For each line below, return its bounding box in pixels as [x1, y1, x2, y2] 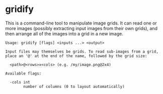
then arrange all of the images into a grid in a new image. [5, 30, 123, 36]
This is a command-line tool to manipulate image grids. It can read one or [5, 20, 157, 26]
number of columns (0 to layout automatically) [23, 84, 125, 89]
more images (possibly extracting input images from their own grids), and [5, 25, 157, 31]
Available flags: [5, 71, 42, 76]
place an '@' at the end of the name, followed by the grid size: [5, 53, 147, 58]
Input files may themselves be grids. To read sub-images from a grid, [5, 49, 158, 54]
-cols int [10, 79, 30, 84]
